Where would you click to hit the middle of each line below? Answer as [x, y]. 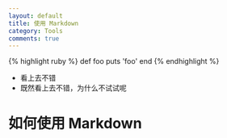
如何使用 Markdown [76, 124]
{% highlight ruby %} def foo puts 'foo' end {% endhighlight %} [114, 61]
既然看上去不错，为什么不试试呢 [73, 88]
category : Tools [36, 31]
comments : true [34, 38]
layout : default [36, 16]
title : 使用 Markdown [44, 23]
